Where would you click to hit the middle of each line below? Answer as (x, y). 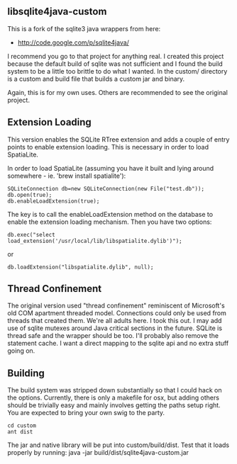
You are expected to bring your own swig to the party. (86, 413)
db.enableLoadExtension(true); (54, 201)
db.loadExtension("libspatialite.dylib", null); (81, 267)
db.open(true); (30, 195)
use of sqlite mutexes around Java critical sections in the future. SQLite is (115, 328)
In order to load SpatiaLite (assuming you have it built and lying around (111, 168)
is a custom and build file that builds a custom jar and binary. (96, 79)
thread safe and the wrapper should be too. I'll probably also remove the (113, 336)
